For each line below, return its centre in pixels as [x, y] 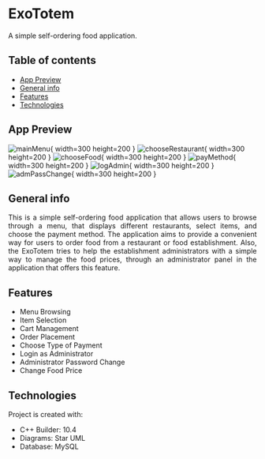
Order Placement [47, 337]
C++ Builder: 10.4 [48, 430]
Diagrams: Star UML [52, 438]
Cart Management [49, 329]
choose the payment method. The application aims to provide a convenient [132, 235]
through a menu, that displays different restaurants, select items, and [132, 226]
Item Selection [43, 320]
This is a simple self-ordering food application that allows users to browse [132, 217]
